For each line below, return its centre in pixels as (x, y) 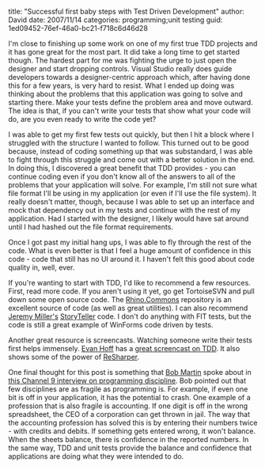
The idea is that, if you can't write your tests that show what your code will (129, 111)
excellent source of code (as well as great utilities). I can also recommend (128, 308)
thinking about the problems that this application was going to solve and (126, 94)
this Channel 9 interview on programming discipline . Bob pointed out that (127, 380)
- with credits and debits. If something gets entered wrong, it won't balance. (132, 431)
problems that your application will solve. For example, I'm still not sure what (132, 185)
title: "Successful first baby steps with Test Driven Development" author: (126, 11)
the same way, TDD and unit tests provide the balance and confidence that (130, 448)
